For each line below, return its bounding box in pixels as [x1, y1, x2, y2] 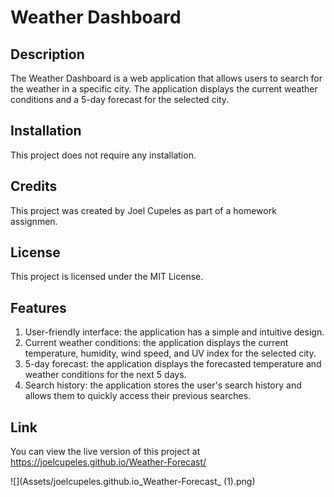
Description [10, 46, 85, 63]
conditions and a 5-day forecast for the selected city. [10, 94, 230, 105]
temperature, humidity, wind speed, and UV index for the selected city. [24, 347, 317, 360]
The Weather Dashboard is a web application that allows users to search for [10, 72, 323, 84]
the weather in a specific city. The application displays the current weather [10, 83, 318, 95]
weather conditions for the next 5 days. [24, 369, 187, 381]
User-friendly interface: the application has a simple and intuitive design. [24, 326, 325, 338]
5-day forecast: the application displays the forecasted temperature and [24, 358, 322, 370]
